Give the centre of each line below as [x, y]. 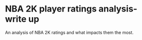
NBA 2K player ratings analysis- [71, 9]
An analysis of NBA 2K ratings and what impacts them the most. [69, 32]
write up [22, 19]
